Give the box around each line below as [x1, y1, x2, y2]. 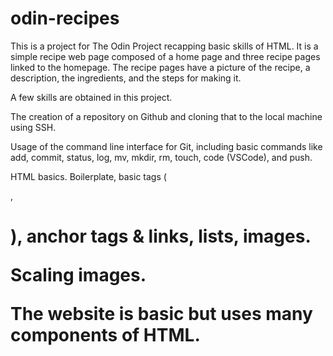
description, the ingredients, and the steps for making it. [10, 72, 242, 84]
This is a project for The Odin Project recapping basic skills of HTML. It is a [10, 40, 319, 52]
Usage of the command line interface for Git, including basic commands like [10, 140, 323, 152]
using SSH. [10, 121, 57, 133]
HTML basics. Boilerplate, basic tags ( [10, 170, 167, 182]
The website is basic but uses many [10, 303, 313, 326]
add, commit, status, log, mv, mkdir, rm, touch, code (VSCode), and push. [10, 151, 313, 163]
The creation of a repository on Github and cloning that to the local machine [10, 110, 323, 122]
